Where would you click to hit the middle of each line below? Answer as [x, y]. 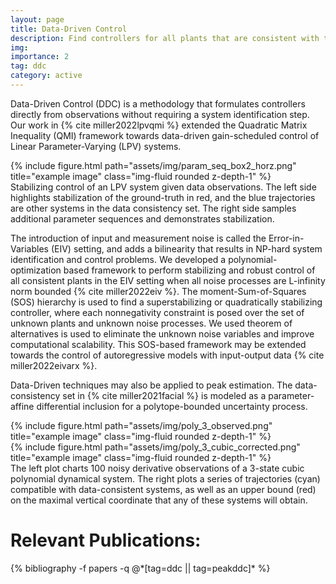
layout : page [37, 19]
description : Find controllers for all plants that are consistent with [165, 38]
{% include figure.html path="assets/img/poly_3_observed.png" [141, 425]
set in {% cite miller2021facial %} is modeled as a [164, 395]
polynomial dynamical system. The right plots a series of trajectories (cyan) [165, 478]
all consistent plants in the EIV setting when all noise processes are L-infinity [168, 280]
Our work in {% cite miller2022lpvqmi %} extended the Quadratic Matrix [159, 125]
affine [22, 406]
